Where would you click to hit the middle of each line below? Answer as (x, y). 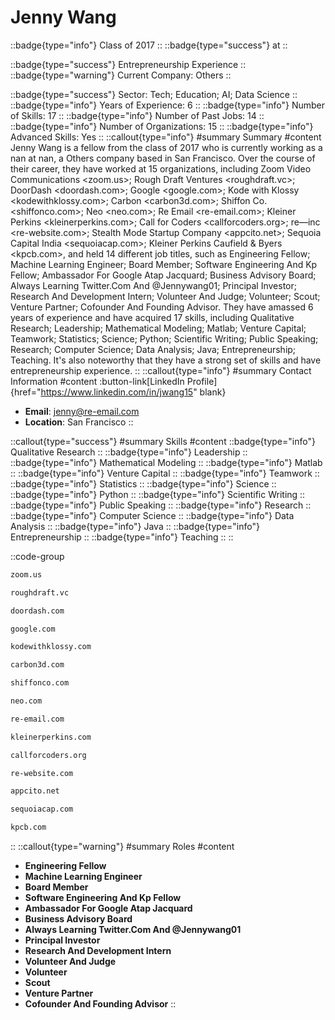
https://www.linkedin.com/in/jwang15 (117, 392)
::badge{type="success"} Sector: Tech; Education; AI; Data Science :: (154, 94)
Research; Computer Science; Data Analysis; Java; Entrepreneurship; (153, 349)
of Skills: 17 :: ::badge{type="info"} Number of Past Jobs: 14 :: (137, 115)
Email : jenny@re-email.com (82, 411)
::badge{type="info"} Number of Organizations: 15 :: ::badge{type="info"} (162, 126)
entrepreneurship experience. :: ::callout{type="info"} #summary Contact (161, 370)
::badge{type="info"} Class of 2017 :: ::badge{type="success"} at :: (149, 45)
